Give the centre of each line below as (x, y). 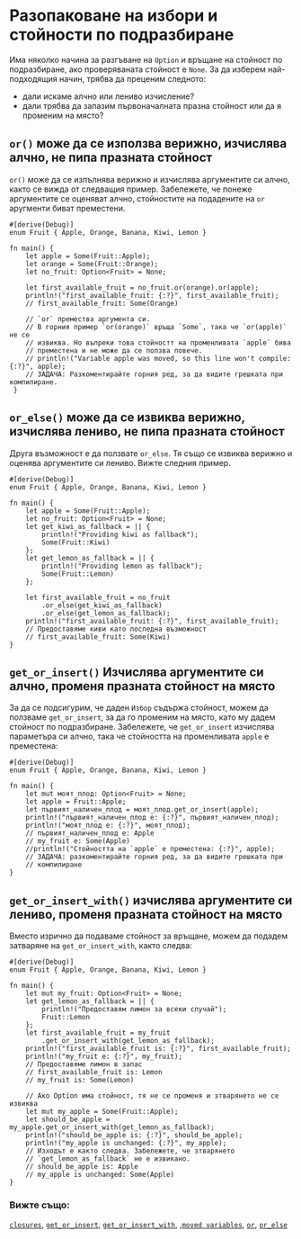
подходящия (34, 78)
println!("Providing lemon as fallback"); (122, 566)
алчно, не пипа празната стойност (111, 158)
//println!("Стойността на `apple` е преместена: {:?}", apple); (150, 849)
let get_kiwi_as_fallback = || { (88, 526)
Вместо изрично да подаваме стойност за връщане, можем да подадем (149, 936)
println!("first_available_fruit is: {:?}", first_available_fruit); (159, 1049)
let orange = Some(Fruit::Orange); (92, 264)
